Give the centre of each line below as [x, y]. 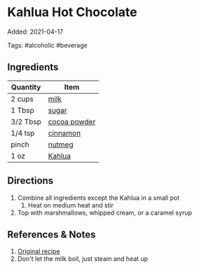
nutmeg [61, 144]
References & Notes [52, 235]
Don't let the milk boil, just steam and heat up [83, 259]
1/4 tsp [23, 133]
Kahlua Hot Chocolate [73, 12]
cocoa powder [72, 121]
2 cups [22, 99]
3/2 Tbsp [26, 121]
